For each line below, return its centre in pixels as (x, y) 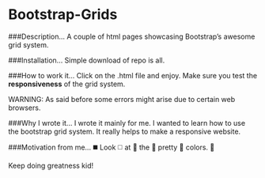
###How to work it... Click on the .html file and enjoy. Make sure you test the (133, 75)
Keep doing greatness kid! (51, 165)
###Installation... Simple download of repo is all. (87, 60)
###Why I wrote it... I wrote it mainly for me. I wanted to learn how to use (127, 123)
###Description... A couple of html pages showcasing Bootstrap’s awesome (132, 36)
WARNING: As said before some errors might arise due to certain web (122, 99)
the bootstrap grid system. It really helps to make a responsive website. (125, 131)
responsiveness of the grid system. (67, 84)
